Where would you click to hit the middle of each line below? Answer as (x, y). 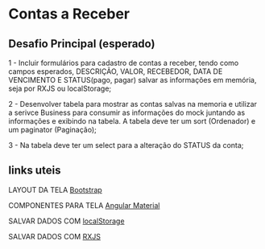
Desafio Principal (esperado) (82, 44)
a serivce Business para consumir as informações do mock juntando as (127, 112)
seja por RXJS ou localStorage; (60, 88)
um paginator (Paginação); (52, 130)
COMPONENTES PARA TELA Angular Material (84, 205)
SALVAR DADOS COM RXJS (54, 236)
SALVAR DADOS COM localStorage (66, 221)
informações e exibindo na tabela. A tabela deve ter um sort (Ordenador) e (132, 121)
